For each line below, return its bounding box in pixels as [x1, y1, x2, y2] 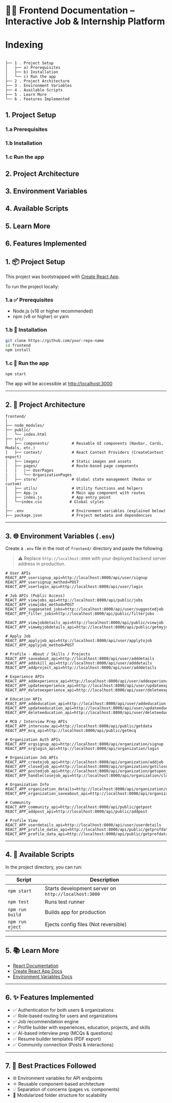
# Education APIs [5, 696, 42, 702]
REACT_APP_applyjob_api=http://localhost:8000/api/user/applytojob [5, 638, 153, 644]
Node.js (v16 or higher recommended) [12, 308, 93, 314]
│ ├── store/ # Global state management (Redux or [5, 477, 153, 482]
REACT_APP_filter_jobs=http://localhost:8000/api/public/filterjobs [5, 611, 155, 616]
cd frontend [5, 343, 31, 348]
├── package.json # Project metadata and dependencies [5, 513, 153, 518]
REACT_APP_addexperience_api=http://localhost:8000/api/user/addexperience [5, 678, 170, 684]
